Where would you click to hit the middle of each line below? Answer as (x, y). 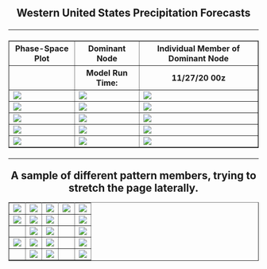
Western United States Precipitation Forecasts (133, 13)
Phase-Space (42, 49)
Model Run (107, 73)
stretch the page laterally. (133, 188)
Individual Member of (199, 49)
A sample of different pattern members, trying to (133, 175)
